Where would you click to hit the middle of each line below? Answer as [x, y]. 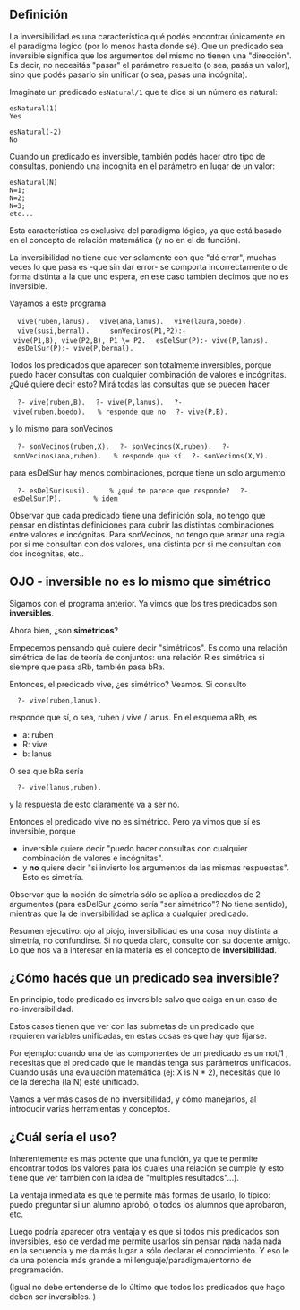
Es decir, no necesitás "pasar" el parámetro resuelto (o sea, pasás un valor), [150, 65]
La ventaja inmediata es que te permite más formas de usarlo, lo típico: [140, 1195]
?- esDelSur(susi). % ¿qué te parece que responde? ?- [133, 491]
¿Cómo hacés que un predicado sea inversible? [144, 978]
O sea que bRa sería [47, 771]
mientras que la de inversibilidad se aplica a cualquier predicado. [129, 913]
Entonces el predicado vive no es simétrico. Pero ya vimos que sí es [135, 821]
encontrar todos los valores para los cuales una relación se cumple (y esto [147, 1168]
